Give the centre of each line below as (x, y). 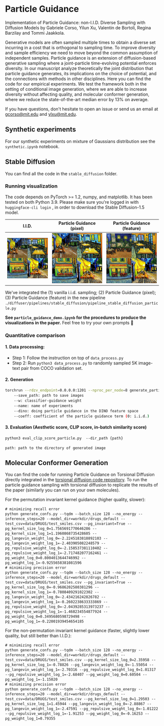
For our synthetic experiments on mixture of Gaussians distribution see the (80, 141)
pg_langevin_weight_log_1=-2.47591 (41, 709)
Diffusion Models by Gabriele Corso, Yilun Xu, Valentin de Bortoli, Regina (78, 27)
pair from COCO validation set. (52, 368)
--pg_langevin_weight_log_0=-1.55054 (109, 665)
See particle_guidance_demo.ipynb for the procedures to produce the (76, 317)
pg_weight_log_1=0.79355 (30, 719)
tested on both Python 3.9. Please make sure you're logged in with (72, 202)
